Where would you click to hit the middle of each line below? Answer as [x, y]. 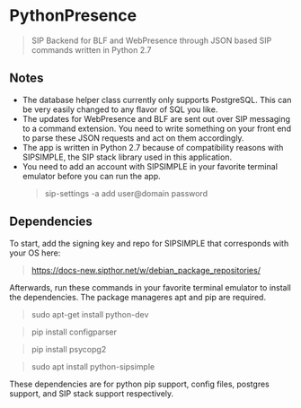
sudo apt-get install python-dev [90, 314]
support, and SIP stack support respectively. [92, 393]
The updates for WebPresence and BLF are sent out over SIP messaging [156, 118]
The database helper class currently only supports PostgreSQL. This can [157, 100]
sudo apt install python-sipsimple [93, 366]
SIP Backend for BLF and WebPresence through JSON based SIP [151, 40]
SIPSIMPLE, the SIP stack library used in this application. [127, 157]
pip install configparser [74, 332]
